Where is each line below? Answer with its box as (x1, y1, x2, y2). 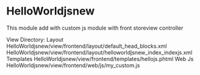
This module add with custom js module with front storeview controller (6, 24, 184, 31)
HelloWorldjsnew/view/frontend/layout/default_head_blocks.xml (6, 42, 167, 50)
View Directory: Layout (6, 36, 64, 43)
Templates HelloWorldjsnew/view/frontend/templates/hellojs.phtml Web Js (6, 55, 194, 62)
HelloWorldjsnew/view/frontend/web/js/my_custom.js (6, 62, 140, 69)
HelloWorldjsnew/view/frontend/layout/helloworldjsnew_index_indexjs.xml (6, 48, 193, 56)
